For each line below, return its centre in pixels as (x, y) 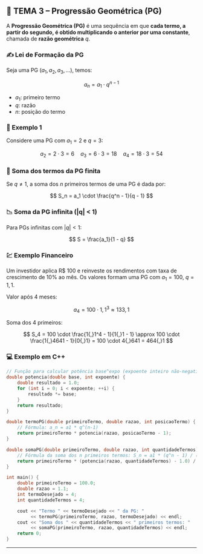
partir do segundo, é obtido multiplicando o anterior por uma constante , (98, 32)
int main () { (23, 478)
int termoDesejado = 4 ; (47, 495)
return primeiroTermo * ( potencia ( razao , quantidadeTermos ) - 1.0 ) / (107, 461)
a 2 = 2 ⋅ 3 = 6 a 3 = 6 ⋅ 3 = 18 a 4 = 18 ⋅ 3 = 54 (101, 155)
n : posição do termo (40, 112)
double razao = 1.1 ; (43, 489)
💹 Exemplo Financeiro (40, 255)
